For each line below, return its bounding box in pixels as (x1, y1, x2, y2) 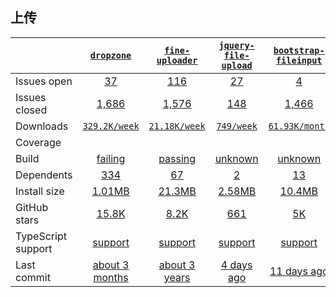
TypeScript (15, 229, 67, 243)
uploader (156, 54, 198, 66)
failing (96, 151, 126, 165)
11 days (269, 264, 308, 278)
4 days (220, 258, 253, 272)
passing (158, 151, 197, 165)
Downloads (15, 119, 69, 133)
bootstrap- (273, 44, 325, 56)
